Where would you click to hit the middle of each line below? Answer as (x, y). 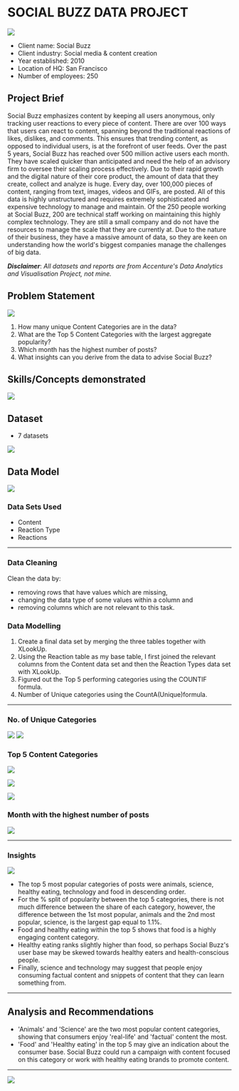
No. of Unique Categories (52, 720)
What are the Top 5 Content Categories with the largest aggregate (115, 334)
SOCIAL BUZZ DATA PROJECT (98, 12)
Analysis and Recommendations (81, 1012)
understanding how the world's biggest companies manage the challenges (117, 244)
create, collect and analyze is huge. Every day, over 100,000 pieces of (110, 183)
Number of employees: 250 (58, 76)
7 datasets (33, 436)
